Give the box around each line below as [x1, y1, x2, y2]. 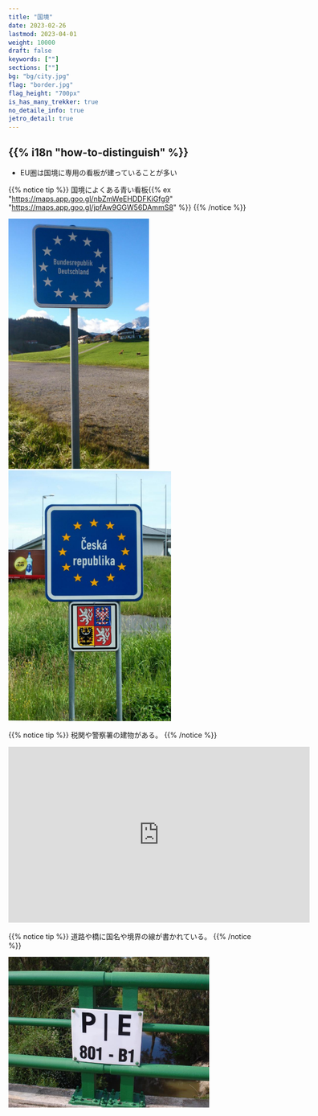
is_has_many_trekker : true [8, 97, 99, 106]
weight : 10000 [8, 39, 56, 47]
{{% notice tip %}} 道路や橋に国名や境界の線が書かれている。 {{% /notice [8, 932, 251, 942]
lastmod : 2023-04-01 [8, 30, 78, 38]
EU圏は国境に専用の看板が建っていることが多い [19, 167, 177, 177]
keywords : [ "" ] [8, 55, 59, 64]
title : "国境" [8, 13, 54, 21]
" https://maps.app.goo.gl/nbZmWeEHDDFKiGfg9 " [8, 194, 173, 203]
